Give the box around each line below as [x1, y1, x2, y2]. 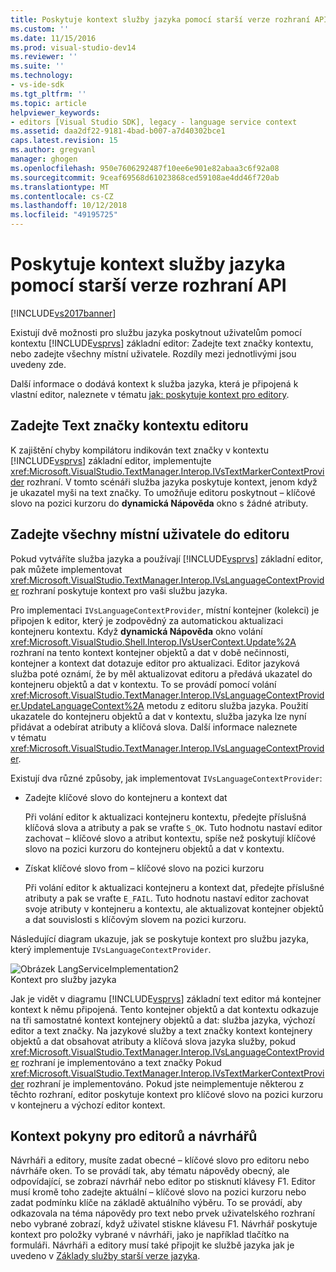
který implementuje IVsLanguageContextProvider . [10, 943, 212, 955]
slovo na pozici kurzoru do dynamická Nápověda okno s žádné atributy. [10, 497, 309, 509]
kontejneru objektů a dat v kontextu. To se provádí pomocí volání [10, 678, 277, 690]
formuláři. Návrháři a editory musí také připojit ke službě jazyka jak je [10, 1239, 295, 1251]
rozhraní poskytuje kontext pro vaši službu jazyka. [21, 584, 228, 596]
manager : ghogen [10, 154, 78, 164]
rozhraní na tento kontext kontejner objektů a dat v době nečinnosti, [10, 646, 290, 658]
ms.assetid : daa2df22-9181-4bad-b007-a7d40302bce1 [10, 126, 226, 136]
